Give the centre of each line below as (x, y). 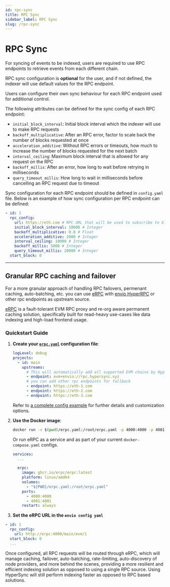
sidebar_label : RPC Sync (31, 19)
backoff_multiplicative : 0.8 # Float (54, 232)
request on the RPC (33, 162)
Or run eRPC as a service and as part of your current (68, 439)
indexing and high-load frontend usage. (47, 319)
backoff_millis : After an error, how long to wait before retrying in (81, 167)
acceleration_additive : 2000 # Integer (56, 237)
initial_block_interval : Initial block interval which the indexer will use (87, 124)
